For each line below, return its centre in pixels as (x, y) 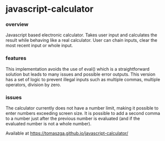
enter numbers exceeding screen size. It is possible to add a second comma (83, 113)
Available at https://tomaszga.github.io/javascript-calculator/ (67, 133)
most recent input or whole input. (39, 46)
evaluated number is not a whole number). (49, 124)
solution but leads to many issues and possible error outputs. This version (81, 74)
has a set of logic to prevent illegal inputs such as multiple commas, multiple (83, 79)
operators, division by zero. (33, 85)
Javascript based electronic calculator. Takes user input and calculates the (81, 35)
